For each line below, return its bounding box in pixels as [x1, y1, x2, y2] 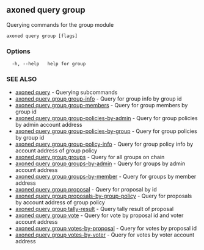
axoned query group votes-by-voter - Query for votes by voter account [15, 231, 195, 238]
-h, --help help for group [12, 61, 86, 67]
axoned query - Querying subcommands [15, 88, 118, 96]
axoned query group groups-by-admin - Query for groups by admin [15, 160, 186, 167]
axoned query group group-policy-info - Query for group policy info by [15, 140, 194, 148]
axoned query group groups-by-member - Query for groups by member [15, 173, 197, 180]
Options [6, 47, 31, 55]
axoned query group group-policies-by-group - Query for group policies [15, 127, 197, 135]
